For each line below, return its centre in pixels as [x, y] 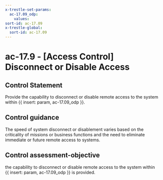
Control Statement [34, 85]
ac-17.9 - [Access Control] [59, 57]
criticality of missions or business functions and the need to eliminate [75, 134]
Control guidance [32, 117]
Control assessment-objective [53, 155]
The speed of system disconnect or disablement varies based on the [74, 129]
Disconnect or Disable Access [67, 67]
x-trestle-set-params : [28, 10]
